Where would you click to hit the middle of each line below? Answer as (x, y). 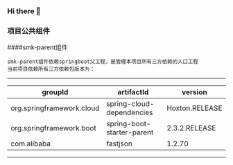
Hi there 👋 (24, 11)
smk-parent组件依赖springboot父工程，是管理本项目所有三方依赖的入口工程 (103, 62)
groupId (55, 92)
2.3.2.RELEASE (191, 128)
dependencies (130, 112)
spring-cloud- (130, 104)
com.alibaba (31, 144)
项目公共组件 (29, 31)
